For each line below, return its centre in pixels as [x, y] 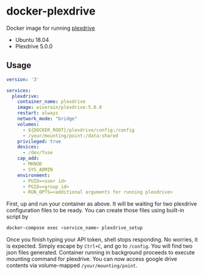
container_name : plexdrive [51, 102]
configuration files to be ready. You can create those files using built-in [95, 211]
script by [17, 217]
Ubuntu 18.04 [32, 40]
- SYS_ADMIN [37, 169]
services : [19, 90]
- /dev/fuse [37, 153]
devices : [28, 147]
